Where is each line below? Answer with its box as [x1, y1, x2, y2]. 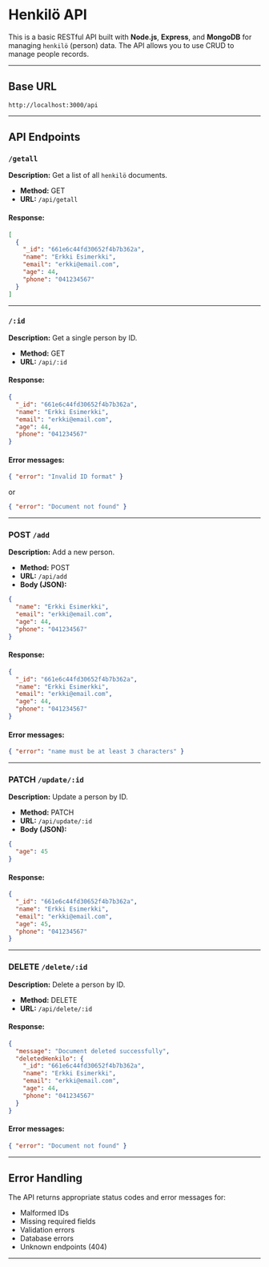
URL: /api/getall [19, 195, 78, 204]
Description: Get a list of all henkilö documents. [8, 171, 168, 180]
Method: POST [19, 563, 70, 573]
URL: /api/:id [19, 356, 68, 366]
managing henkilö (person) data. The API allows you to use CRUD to [8, 40, 235, 50]
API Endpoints [8, 131, 81, 144]
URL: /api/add [19, 571, 68, 581]
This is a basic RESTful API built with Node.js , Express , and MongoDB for [8, 32, 252, 42]
